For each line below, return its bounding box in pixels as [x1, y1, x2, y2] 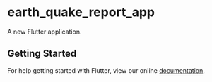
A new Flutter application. [7, 27, 82, 36]
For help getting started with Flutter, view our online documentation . [7, 66, 205, 74]
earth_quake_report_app [7, 4, 155, 20]
